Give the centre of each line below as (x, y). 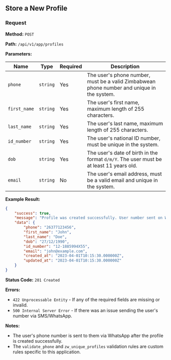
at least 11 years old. (112, 165)
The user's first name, (113, 102)
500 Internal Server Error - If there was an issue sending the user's (85, 310)
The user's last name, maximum (125, 123)
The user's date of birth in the (122, 152)
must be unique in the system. (123, 144)
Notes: (13, 325)
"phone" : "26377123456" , (50, 227)
